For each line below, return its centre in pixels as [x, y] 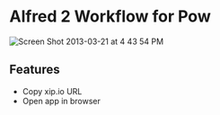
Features [35, 70]
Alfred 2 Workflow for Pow [110, 17]
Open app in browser [62, 101]
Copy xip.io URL [52, 91]
